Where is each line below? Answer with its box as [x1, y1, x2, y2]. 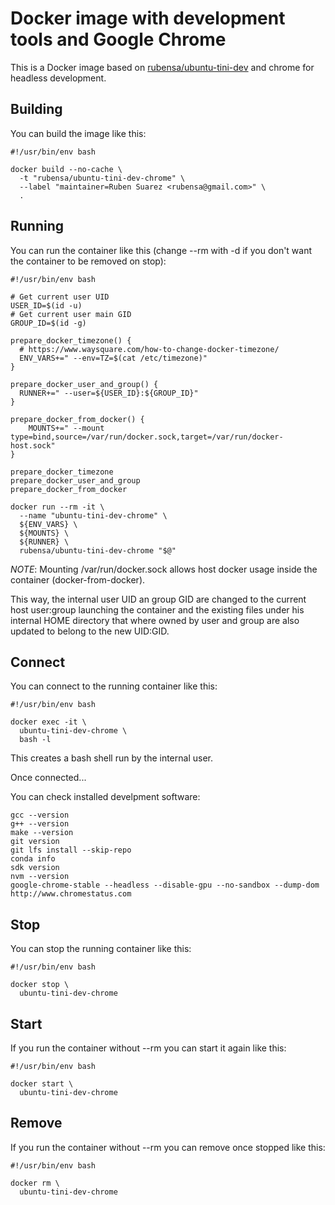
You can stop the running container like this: [10, 943, 192, 955]
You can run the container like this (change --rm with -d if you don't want [10, 244, 313, 256]
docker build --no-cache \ [10, 164, 123, 174]
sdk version [10, 863, 60, 873]
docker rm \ [10, 1178, 60, 1188]
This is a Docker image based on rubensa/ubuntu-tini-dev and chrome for [10, 61, 315, 73]
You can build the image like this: [10, 127, 147, 139]
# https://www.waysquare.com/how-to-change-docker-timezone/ [19, 344, 280, 354]
